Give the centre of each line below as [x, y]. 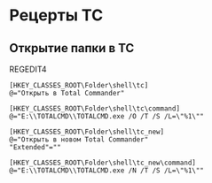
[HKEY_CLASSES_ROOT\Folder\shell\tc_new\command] [103, 163]
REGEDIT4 [28, 69]
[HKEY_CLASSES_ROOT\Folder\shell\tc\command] [94, 109]
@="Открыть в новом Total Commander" [79, 140]
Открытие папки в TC [72, 48]
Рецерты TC [56, 15]
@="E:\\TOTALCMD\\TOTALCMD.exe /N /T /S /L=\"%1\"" [106, 171]
